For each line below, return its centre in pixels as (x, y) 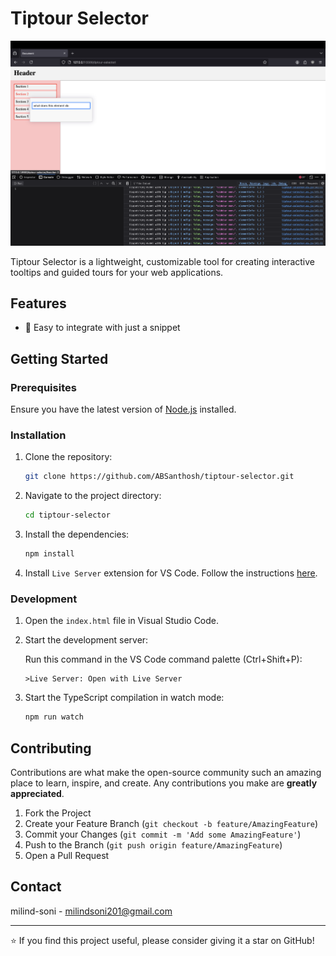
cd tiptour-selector (67, 515)
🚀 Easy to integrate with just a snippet (102, 328)
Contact (36, 887)
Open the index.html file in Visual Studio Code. (122, 621)
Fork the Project (58, 813)
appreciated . (37, 793)
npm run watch (54, 717)
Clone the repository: (68, 457)
